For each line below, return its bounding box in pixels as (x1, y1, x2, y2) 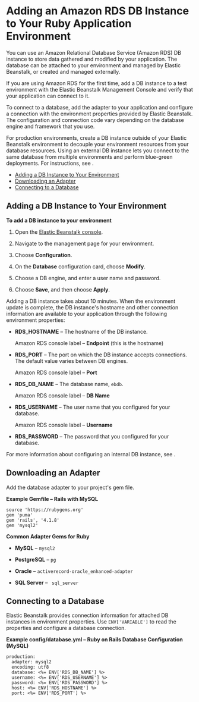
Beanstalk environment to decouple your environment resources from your (6, 140, 189, 148)
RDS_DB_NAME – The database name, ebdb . (14, 380, 124, 387)
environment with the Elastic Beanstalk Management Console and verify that (6, 86, 193, 93)
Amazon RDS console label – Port (14, 369, 97, 376)
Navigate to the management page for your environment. (14, 240, 154, 247)
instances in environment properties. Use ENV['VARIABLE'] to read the (6, 618, 176, 625)
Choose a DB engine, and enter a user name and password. (14, 274, 161, 281)
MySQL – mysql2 (14, 544, 55, 551)
